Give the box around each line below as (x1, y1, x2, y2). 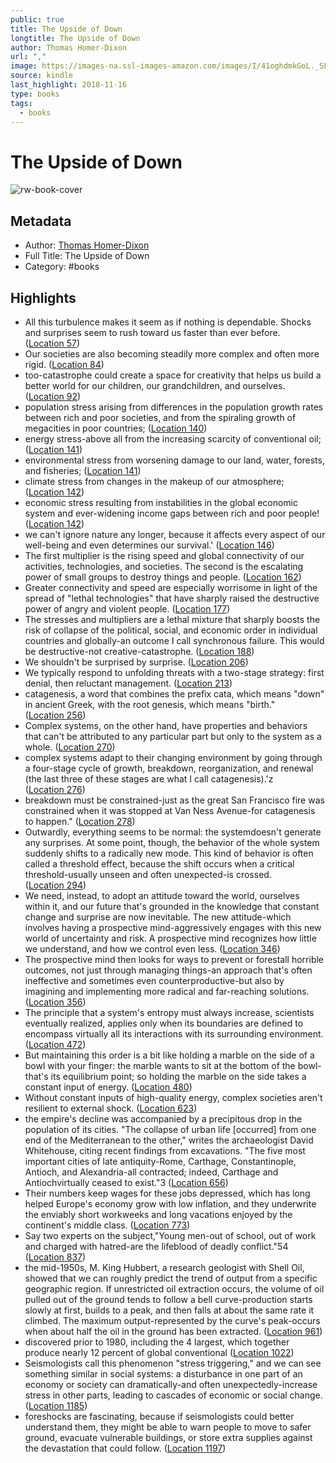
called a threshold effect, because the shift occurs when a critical (24, 857, 295, 870)
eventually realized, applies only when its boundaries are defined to (24, 1017, 304, 1029)
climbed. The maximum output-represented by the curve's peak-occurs (24, 1314, 321, 1326)
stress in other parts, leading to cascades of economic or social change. (24, 1389, 323, 1401)
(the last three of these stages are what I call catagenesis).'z (24, 772, 274, 785)
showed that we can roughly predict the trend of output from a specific (24, 1272, 318, 1284)
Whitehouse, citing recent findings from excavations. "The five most (24, 1144, 306, 1156)
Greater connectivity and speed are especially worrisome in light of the (24, 581, 318, 593)
